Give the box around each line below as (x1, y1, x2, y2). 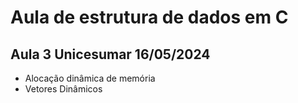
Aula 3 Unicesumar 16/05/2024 (10, 46, 211, 63)
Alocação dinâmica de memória (24, 72, 156, 84)
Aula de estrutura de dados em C (10, 6, 289, 29)
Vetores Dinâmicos (24, 83, 103, 95)
